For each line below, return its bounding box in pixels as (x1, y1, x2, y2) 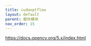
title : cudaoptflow (5, 7, 46, 12)
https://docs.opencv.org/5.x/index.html (5, 35, 86, 41)
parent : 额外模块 (5, 16, 39, 21)
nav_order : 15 (5, 21, 35, 26)
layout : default (5, 12, 39, 17)
